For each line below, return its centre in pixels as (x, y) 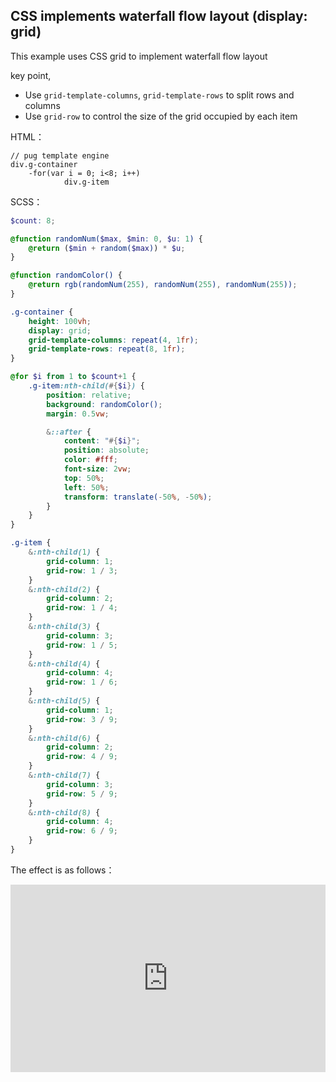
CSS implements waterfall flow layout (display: (159, 16)
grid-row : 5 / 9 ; (82, 794)
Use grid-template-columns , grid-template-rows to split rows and (159, 95)
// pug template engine (60, 155)
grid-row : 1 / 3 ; (82, 570)
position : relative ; (89, 395)
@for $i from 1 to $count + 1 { (73, 377)
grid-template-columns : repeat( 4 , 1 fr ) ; (113, 340)
